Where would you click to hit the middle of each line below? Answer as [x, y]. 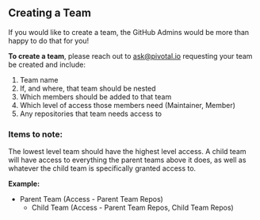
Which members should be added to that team [96, 96]
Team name [39, 79]
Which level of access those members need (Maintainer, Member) [128, 105]
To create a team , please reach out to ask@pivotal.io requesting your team [130, 56]
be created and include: [47, 64]
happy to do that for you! [49, 41]
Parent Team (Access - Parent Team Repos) [92, 199]
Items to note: [36, 134]
